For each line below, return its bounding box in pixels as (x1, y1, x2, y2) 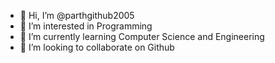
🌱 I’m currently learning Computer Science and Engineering (19, 31, 265, 42)
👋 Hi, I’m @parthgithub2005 (19, 10, 135, 21)
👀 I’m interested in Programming (19, 20, 153, 32)
